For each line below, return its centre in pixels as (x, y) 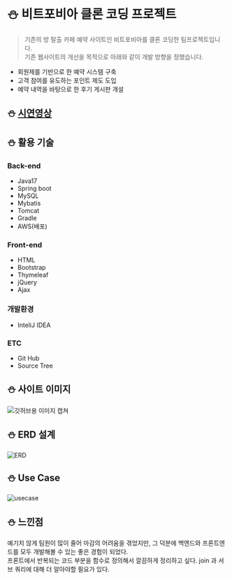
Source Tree (35, 365)
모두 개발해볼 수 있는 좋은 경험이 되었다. (74, 552)
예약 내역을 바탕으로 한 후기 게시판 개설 (71, 89)
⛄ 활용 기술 (31, 142)
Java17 (27, 181)
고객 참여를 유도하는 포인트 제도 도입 (67, 80)
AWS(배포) (32, 226)
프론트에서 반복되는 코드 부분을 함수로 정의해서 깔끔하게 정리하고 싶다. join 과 (112, 560)
